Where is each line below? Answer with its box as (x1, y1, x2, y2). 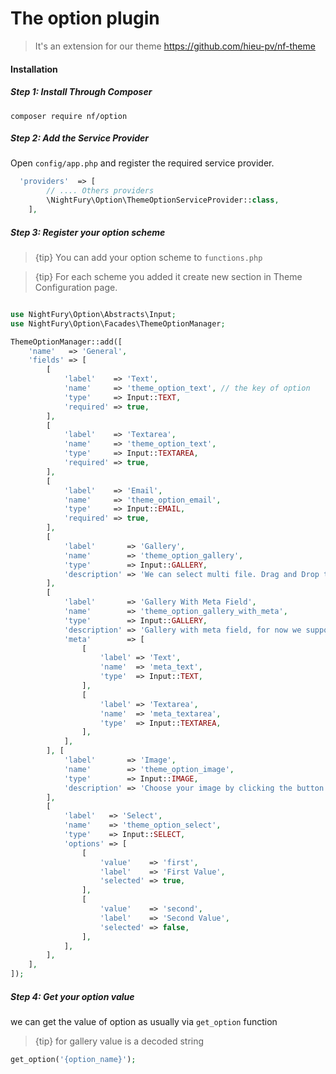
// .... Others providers (46, 186, 155, 196)
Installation (10, 63, 58, 75)
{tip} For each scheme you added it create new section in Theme (34, 270, 303, 282)
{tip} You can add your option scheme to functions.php (34, 251, 263, 263)
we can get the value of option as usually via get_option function (10, 1016, 278, 1028)
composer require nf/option (10, 111, 128, 121)
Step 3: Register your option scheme (10, 226, 166, 238)
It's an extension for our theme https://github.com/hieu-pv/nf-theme (34, 40, 316, 52)
